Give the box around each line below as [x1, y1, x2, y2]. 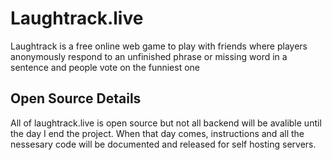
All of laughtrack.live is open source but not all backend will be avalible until [10, 117, 322, 129]
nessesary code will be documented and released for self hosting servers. [10, 138, 317, 150]
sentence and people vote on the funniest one [10, 61, 201, 73]
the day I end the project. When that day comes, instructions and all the [10, 127, 305, 139]
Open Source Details [10, 90, 142, 107]
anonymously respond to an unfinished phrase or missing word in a [10, 50, 288, 62]
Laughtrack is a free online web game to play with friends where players [10, 40, 308, 52]
